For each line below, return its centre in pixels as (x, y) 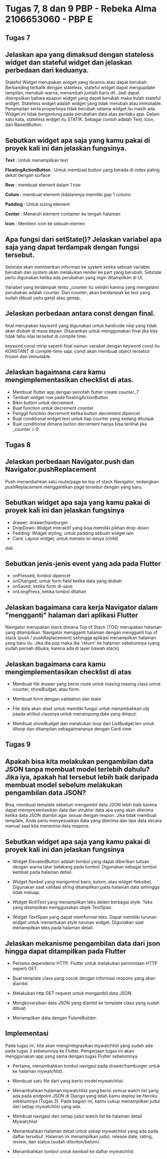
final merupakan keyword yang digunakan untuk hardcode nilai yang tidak (81, 326)
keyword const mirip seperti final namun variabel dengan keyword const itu (83, 346)
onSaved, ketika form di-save (43, 586)
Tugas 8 (18, 445)
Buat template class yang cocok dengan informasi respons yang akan (84, 978)
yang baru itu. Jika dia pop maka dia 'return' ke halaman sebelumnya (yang (83, 643)
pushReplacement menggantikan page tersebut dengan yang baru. (74, 487)
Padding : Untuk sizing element (37, 204)
